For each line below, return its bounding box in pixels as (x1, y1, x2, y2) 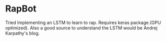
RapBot (5, 3, 37, 14)
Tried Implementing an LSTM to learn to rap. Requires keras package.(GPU (5, 19, 161, 25)
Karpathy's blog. (5, 30, 40, 36)
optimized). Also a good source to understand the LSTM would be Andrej (5, 24, 158, 30)
